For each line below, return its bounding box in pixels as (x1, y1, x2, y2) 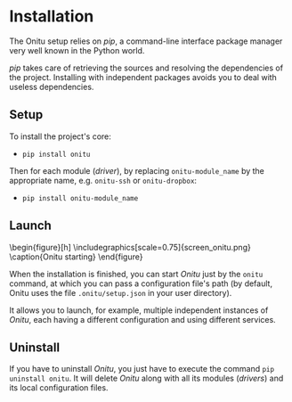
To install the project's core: (9, 131, 111, 142)
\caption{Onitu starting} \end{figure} (9, 251, 143, 262)
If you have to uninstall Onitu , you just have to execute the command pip (9, 364, 274, 374)
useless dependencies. (9, 81, 94, 92)
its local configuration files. (9, 382, 109, 393)
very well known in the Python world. (9, 45, 145, 55)
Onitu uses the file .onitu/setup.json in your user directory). (9, 287, 232, 298)
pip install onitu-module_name (21, 193, 139, 202)
